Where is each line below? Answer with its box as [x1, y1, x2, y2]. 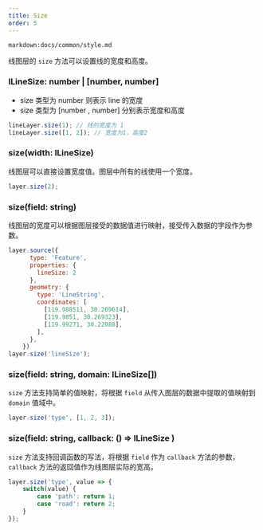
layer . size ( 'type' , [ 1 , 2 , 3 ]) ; [8, 414, 116, 422]
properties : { [29, 261, 77, 269]
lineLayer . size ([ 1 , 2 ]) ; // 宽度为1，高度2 [8, 128, 148, 136]
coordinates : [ [37, 298, 88, 307]
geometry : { [29, 284, 69, 292]
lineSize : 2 [37, 269, 77, 277]
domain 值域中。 [8, 398, 60, 407]
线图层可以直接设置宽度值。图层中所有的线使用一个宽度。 [8, 167, 197, 176]
